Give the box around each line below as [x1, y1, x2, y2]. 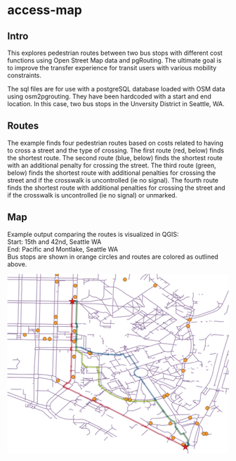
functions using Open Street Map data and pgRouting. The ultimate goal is [7, 56, 222, 65]
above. [7, 259, 27, 268]
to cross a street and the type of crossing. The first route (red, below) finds [7, 146, 225, 155]
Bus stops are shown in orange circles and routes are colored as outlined [7, 252, 219, 261]
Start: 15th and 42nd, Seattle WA [7, 238, 102, 246]
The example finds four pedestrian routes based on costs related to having [7, 138, 223, 147]
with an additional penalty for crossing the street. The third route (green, [7, 161, 216, 169]
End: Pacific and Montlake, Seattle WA [7, 245, 118, 253]
